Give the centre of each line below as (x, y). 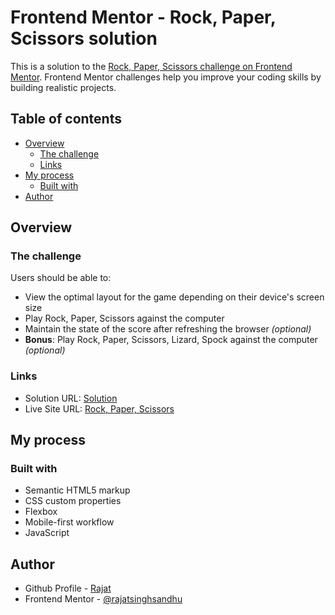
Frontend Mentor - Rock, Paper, (143, 17)
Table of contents (66, 119)
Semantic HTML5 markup (77, 490)
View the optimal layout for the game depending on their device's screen (174, 297)
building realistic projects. (63, 87)
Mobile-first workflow (69, 522)
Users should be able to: (61, 278)
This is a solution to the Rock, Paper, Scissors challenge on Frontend (151, 66)
